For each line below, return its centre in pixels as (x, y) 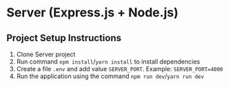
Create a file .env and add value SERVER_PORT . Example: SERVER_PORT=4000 (119, 69)
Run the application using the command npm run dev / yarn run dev (110, 76)
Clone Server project (46, 54)
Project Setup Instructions (64, 38)
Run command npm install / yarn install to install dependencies (108, 62)
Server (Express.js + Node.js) (92, 13)
